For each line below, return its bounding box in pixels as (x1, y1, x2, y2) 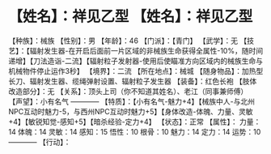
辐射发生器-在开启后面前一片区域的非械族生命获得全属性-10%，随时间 (29, 45, 264, 55)
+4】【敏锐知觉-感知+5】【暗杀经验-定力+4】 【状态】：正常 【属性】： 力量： (8, 117, 261, 126)
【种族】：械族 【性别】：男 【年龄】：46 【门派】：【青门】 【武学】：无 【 (8, 36, 248, 45)
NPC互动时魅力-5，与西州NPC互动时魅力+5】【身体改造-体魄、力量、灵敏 (8, 106, 253, 116)
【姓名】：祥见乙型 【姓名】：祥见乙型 (8, 7, 253, 26)
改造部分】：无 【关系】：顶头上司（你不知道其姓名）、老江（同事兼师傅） (8, 86, 248, 96)
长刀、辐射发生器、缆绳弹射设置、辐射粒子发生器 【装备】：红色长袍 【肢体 (8, 76, 257, 86)
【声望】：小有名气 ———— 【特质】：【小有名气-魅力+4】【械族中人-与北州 (8, 96, 256, 106)
